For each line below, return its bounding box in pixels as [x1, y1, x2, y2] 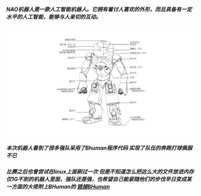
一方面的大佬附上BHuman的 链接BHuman [6, 183, 110, 191]
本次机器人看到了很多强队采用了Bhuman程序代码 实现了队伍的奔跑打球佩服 [6, 144, 193, 152]
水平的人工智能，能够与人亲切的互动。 [6, 13, 101, 20]
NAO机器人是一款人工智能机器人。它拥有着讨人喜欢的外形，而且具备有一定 [6, 5, 193, 13]
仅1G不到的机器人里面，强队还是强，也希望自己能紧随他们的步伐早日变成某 [6, 176, 192, 183]
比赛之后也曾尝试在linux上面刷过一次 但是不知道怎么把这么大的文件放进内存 [6, 168, 194, 176]
